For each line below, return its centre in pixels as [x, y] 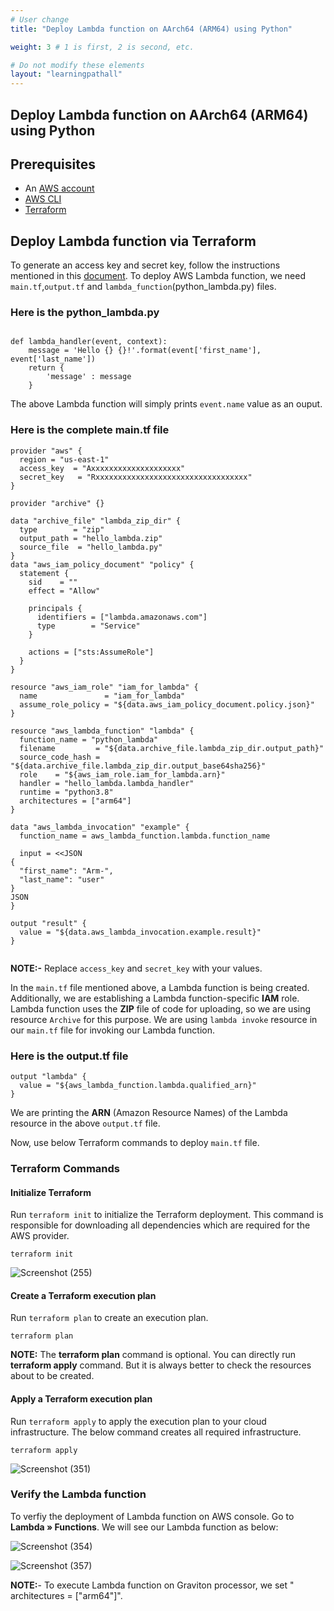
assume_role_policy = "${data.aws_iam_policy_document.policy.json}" [167, 704]
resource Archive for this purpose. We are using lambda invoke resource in [164, 1019]
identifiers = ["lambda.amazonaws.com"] [122, 617]
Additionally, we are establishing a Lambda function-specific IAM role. [155, 998]
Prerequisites [53, 164]
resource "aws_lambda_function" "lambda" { [102, 731]
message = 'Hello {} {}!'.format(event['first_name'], [145, 351]
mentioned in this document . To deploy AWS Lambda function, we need [158, 276]
